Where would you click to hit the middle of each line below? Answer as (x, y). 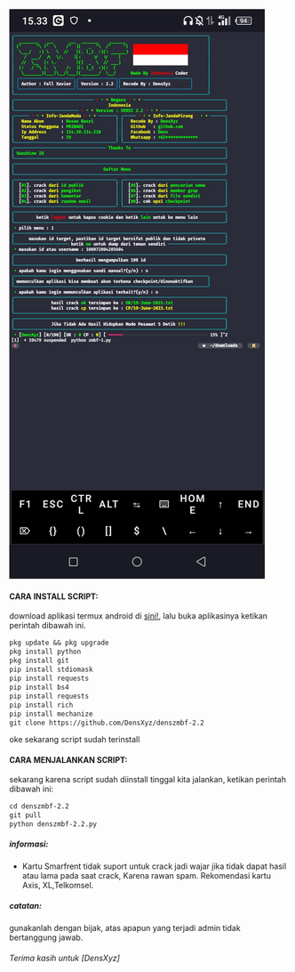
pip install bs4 (39, 688)
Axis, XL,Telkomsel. (58, 886)
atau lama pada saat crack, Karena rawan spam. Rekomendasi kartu (146, 876)
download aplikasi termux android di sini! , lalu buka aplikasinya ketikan (139, 616)
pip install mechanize (51, 714)
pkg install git (39, 661)
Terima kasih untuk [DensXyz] (64, 958)
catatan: (26, 905)
